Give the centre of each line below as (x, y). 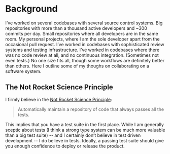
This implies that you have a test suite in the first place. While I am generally (84, 124)
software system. (23, 71)
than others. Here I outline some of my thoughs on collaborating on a (77, 66)
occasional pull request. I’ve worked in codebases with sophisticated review (85, 44)
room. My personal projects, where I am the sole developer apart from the (82, 39)
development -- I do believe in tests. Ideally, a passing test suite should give (84, 140)
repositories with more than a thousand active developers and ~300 (76, 28)
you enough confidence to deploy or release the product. (65, 146)
